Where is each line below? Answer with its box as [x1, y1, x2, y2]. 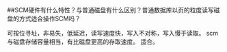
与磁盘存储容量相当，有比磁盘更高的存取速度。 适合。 [7, 38, 159, 46]
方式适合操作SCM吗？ [18, 14, 81, 23]
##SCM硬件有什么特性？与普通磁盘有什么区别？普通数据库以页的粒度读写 [7, 6, 214, 14]
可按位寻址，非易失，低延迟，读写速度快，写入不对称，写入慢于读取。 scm [7, 29, 219, 37]
